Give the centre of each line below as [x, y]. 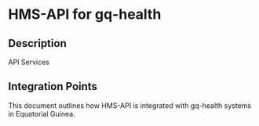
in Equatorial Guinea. [42, 113]
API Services [29, 62]
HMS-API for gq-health [85, 14]
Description [37, 43]
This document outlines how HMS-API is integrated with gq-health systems [130, 105]
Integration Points [53, 86]
